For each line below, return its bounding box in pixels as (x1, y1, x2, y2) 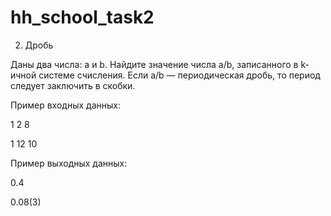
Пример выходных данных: (10, 157, 128, 169)
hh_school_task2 (10, 6, 155, 29)
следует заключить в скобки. (10, 79, 136, 91)
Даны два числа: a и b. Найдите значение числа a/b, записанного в (10, 58, 299, 70)
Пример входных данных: (10, 99, 121, 111)
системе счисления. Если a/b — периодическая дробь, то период (38, 69, 321, 81)
